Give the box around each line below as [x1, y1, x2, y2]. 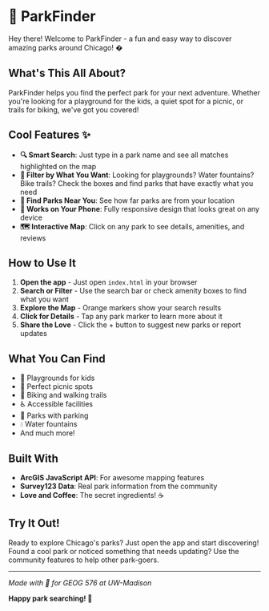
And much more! [19, 428, 75, 438]
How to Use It [8, 256, 76, 269]
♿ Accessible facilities [19, 399, 94, 409]
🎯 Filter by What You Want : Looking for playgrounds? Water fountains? [19, 170, 255, 180]
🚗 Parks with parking [19, 411, 89, 420]
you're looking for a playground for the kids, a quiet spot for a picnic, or [8, 96, 244, 106]
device [19, 212, 42, 222]
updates [19, 329, 48, 338]
